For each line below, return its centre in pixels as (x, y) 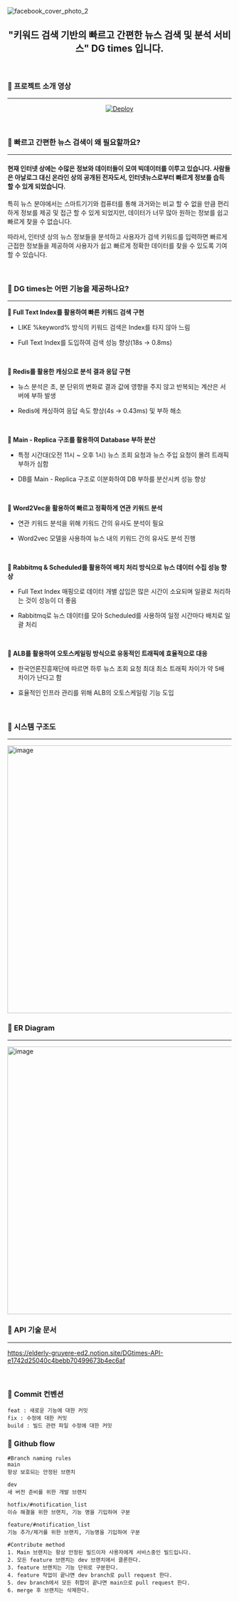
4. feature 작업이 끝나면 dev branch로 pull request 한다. (90, 1575)
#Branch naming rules (39, 1459)
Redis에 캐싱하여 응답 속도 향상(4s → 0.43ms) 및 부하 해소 (100, 410)
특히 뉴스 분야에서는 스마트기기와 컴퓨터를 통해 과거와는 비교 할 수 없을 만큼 (112, 203)
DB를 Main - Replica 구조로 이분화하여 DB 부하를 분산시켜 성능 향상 (112, 479)
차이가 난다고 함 (39, 677)
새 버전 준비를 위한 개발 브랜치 (47, 1493)
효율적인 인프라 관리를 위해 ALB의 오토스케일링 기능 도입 (96, 692)
